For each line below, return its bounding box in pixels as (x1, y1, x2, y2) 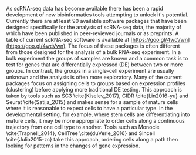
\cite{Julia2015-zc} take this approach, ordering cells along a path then (6, 136, 178, 143)
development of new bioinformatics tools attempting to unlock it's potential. (6, 11, 189, 18)
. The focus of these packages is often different (65, 42, 180, 49)
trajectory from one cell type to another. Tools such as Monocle (6, 123, 160, 130)
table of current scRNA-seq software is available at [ (6, 36, 133, 43)
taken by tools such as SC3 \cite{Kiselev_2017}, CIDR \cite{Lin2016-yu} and (6, 92, 189, 99)
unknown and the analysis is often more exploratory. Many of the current (6, 73, 182, 80)
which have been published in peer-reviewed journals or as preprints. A (6, 30, 179, 37)
